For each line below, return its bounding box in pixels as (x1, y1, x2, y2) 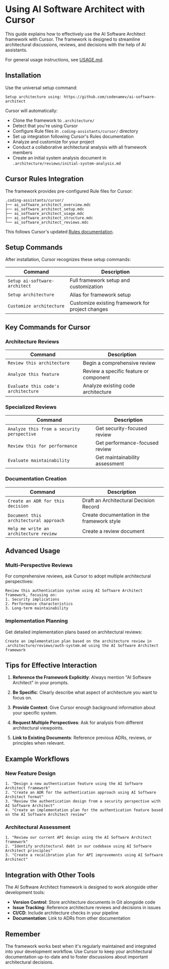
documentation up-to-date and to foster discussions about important (5, 954, 148, 960)
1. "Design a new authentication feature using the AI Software (5, 781, 143, 786)
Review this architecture (8, 360, 70, 366)
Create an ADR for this (8, 498, 65, 504)
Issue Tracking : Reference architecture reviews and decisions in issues (12, 905, 161, 911)
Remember (5, 930, 41, 938)
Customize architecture (8, 303, 65, 309)
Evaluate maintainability (8, 458, 70, 463)
